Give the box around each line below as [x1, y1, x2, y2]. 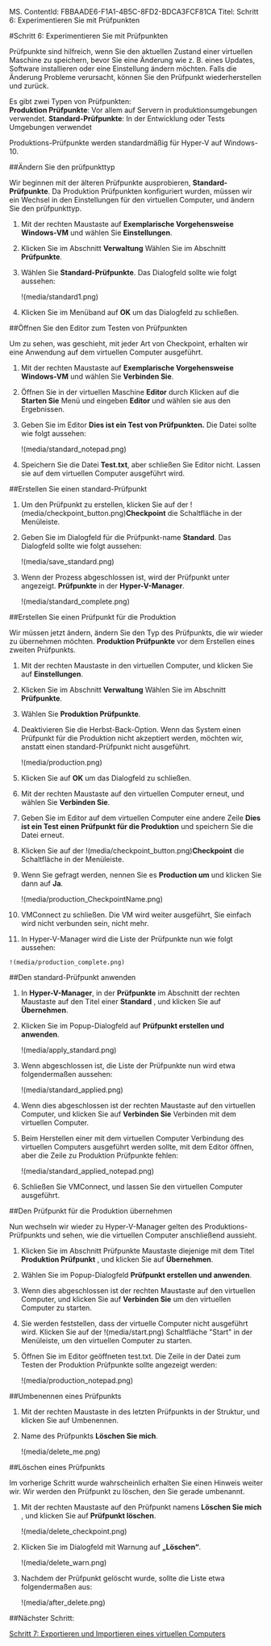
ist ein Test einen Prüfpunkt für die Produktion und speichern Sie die [20, 822, 253, 831]
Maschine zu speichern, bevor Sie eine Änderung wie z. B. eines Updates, [9, 56, 256, 65]
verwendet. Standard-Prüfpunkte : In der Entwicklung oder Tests [9, 114, 225, 124]
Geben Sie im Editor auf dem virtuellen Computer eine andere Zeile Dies [20, 813, 261, 823]
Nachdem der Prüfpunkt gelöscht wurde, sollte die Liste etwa [20, 1573, 225, 1583]
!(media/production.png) [20, 758, 103, 767]
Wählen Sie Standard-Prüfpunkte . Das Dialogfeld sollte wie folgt [20, 268, 237, 277]
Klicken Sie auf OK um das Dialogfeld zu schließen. [20, 773, 192, 782]
